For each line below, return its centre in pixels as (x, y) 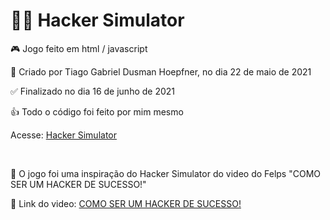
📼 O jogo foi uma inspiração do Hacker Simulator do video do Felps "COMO (166, 173)
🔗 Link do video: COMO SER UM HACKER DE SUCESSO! (126, 203)
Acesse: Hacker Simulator (64, 135)
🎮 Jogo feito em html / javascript (79, 48)
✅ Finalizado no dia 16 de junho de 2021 (93, 91)
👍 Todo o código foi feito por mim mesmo (97, 111)
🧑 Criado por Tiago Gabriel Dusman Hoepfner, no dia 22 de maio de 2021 (161, 71)
